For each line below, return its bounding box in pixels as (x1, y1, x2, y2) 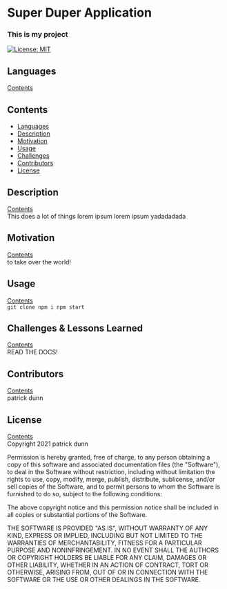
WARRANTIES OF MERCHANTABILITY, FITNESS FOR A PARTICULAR (7, 538, 202, 547)
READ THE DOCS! (7, 348, 58, 356)
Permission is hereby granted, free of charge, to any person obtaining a (7, 453, 210, 461)
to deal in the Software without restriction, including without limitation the (7, 467, 215, 475)
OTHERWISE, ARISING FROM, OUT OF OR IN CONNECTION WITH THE (7, 568, 208, 576)
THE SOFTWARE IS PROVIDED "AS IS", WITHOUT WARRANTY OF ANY (7, 524, 208, 532)
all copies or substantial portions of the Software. (7, 510, 147, 518)
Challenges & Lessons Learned (7, 322, 144, 334)
